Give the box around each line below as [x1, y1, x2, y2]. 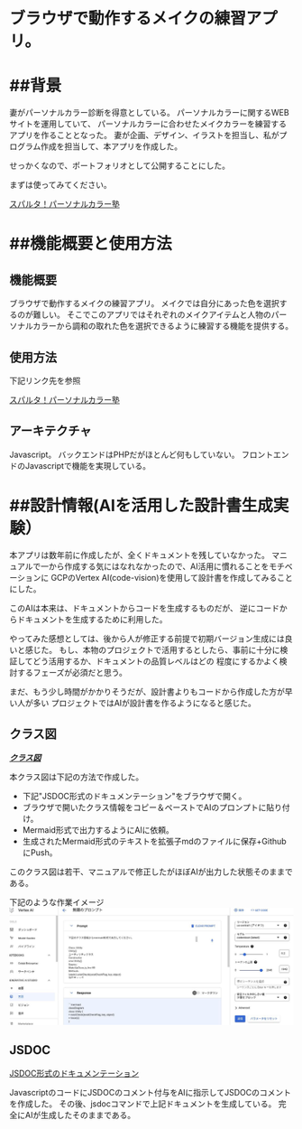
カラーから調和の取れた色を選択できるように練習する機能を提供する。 [32, 321, 294, 331]
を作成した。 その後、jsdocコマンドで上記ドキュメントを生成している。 [9, 1098, 277, 1109]
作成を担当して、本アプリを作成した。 [40, 141, 183, 152]
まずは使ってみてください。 [9, 180, 112, 191]
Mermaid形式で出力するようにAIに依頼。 [22, 824, 174, 835]
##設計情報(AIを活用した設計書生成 [9, 495, 273, 516]
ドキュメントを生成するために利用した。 [16, 613, 168, 624]
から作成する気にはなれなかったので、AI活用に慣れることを [48, 561, 270, 572]
